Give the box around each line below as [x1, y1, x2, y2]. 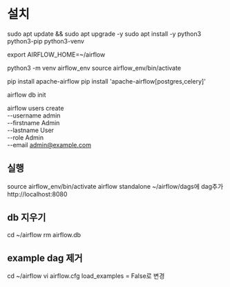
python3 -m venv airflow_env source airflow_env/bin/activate [7, 64, 182, 72]
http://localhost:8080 [7, 189, 68, 198]
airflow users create [7, 104, 64, 112]
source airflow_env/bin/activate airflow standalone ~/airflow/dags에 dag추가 [7, 182, 224, 190]
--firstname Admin [7, 118, 60, 127]
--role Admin [7, 133, 44, 142]
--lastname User [7, 126, 54, 134]
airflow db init [7, 91, 46, 99]
